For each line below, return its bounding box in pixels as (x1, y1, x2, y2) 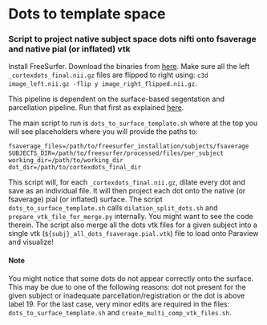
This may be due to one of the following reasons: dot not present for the (8, 282, 246, 291)
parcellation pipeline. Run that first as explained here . (8, 103, 184, 112)
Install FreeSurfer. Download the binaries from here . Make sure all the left (8, 62, 250, 71)
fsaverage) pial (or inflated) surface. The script (8, 194, 163, 205)
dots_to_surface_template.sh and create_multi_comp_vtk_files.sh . (8, 307, 232, 317)
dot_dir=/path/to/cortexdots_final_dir (8, 164, 142, 172)
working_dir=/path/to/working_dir (8, 156, 124, 165)
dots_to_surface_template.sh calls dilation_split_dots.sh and (8, 203, 218, 213)
